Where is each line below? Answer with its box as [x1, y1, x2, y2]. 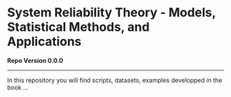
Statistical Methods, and [7, 19, 150, 35]
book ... [7, 83, 29, 92]
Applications [7, 34, 82, 49]
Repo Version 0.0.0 [7, 56, 64, 64]
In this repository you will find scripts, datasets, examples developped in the [7, 76, 223, 84]
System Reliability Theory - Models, [7, 5, 217, 20]
